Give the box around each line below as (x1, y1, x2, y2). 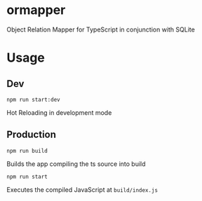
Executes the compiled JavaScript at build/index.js (6, 185, 159, 194)
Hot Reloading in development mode (6, 108, 112, 117)
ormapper (6, 2, 66, 18)
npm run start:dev (6, 96, 60, 103)
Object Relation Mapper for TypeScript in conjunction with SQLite (6, 25, 196, 34)
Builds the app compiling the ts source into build (6, 160, 146, 168)
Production (6, 129, 57, 141)
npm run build (6, 147, 48, 154)
